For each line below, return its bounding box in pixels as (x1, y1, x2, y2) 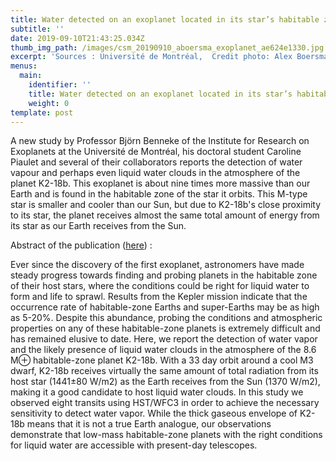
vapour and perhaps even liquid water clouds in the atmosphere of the (10, 167, 301, 179)
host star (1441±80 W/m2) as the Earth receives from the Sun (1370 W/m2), (10, 376, 321, 388)
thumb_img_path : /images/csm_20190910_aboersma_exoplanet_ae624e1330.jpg (10, 42, 325, 53)
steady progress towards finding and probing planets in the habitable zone (10, 269, 318, 281)
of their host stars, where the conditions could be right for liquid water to (10, 280, 310, 292)
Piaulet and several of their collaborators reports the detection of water (10, 156, 303, 168)
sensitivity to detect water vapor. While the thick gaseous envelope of (10, 407, 298, 420)
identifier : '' (28, 80, 92, 90)
